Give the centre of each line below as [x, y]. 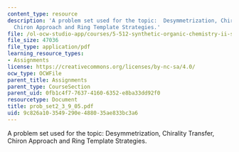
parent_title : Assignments [47, 80]
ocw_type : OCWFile [34, 73]
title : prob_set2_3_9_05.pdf [51, 107]
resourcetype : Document [43, 100]
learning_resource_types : [46, 54]
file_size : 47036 [33, 40]
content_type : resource [43, 14]
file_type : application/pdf [49, 47]
